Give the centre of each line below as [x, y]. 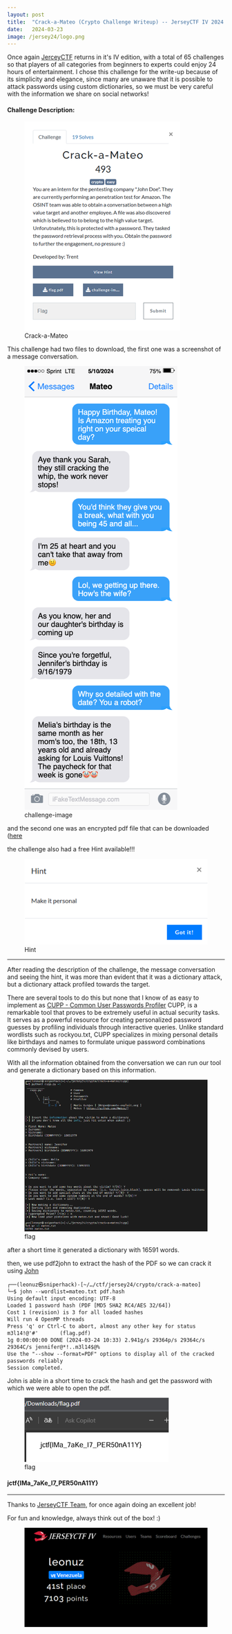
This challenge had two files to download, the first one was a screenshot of [114, 349]
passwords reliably [35, 1361]
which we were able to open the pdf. [59, 1388]
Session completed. [35, 1368]
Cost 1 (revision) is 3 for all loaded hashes [75, 1312]
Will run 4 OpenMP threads [46, 1319]
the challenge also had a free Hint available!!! [71, 849]
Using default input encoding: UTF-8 [61, 1298]
